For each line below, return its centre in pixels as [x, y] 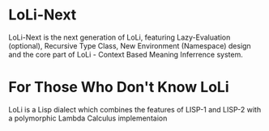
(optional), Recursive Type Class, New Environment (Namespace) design [130, 45]
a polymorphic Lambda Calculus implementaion [88, 118]
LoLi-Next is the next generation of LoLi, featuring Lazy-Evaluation [120, 37]
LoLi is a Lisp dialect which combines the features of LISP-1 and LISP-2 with [135, 109]
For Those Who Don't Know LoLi [119, 87]
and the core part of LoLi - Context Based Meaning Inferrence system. [126, 54]
